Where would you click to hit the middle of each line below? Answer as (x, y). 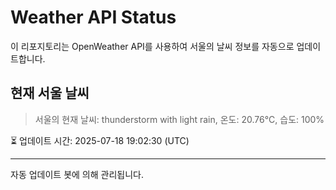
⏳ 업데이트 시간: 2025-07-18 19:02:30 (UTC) (100, 140)
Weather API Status (93, 17)
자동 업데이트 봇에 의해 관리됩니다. (77, 174)
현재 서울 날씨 (50, 93)
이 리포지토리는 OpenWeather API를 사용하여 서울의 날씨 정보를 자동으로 (152, 46)
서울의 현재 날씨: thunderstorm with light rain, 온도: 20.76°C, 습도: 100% (179, 119)
